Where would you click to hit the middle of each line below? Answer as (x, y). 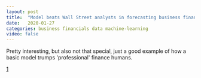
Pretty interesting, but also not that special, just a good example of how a (96, 51)
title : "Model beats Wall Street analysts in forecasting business (93, 17)
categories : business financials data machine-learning (77, 28)
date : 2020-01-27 (31, 23)
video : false (22, 34)
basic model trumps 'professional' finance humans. (69, 58)
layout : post (22, 12)
